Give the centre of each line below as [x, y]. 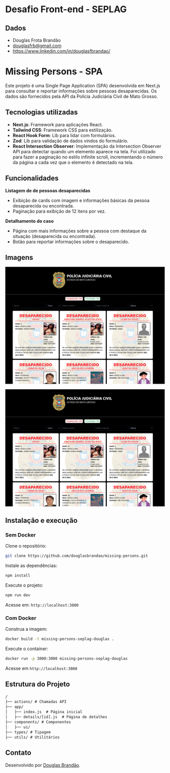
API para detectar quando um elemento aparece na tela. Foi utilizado [84, 151]
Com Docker [21, 618]
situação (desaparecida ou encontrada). [54, 236]
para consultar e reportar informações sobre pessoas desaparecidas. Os [81, 91]
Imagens [19, 257]
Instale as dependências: [31, 566]
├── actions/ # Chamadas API [36, 701]
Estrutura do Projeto [38, 684]
